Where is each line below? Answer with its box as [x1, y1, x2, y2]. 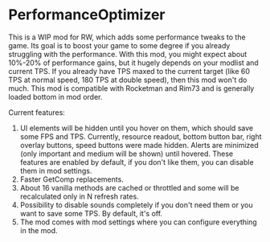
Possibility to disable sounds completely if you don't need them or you [19, 199, 253, 210]
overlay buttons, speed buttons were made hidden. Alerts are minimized [19, 140, 259, 150]
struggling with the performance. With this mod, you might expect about [8, 49, 247, 59]
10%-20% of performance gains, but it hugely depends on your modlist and [8, 58, 259, 68]
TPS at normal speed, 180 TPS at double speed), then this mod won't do [8, 75, 247, 84]
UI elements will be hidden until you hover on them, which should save [19, 123, 254, 133]
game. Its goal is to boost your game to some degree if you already [8, 40, 231, 50]
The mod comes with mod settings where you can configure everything [19, 217, 257, 227]
